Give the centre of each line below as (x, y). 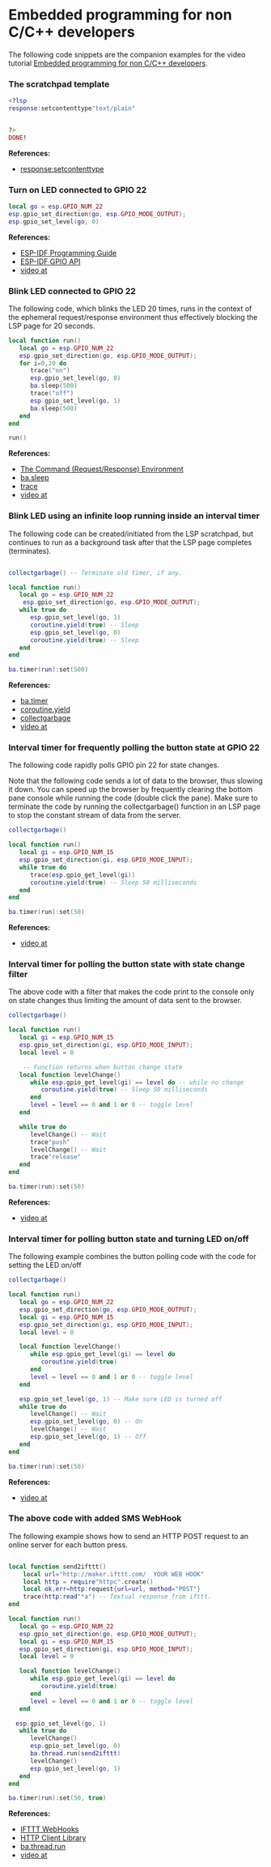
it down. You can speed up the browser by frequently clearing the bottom (131, 789)
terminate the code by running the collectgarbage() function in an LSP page (135, 806)
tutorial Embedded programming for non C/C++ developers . (108, 63)
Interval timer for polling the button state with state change (127, 964)
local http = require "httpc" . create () (88, 1582)
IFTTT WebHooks (49, 1829)
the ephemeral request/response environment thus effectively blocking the (133, 317)
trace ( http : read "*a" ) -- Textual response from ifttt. (117, 1597)
